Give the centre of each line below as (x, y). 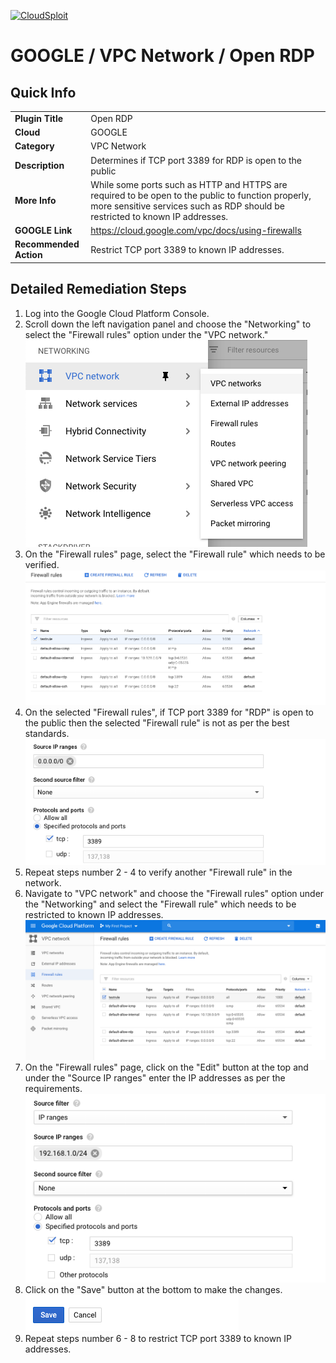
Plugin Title (39, 118)
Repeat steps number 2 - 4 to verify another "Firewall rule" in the (158, 872)
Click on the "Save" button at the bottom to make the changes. (153, 1289)
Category (34, 146)
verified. (42, 564)
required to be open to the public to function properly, (201, 195)
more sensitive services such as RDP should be (187, 206)
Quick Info (43, 92)
